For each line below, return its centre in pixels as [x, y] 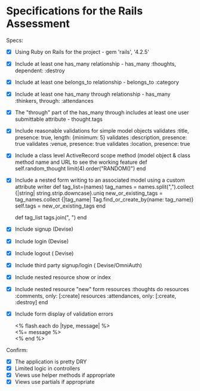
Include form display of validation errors [64, 314]
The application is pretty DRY [51, 361]
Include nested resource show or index [63, 277]
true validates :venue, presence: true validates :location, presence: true [102, 144]
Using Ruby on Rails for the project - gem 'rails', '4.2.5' [82, 51]
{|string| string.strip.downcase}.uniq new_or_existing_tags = [89, 193]
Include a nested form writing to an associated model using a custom [100, 180]
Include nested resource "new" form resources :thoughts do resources [102, 289]
